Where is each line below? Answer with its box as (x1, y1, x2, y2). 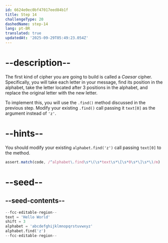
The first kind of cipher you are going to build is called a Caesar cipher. (5, 73, 152, 79)
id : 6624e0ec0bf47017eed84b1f (5, 7, 69, 13)
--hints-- (5, 128, 44, 139)
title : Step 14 (5, 12, 37, 17)
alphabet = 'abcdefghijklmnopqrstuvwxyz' (5, 224, 93, 229)
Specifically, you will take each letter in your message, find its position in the (5, 79, 163, 85)
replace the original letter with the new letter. (5, 90, 98, 96)
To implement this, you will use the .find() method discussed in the (5, 99, 146, 106)
